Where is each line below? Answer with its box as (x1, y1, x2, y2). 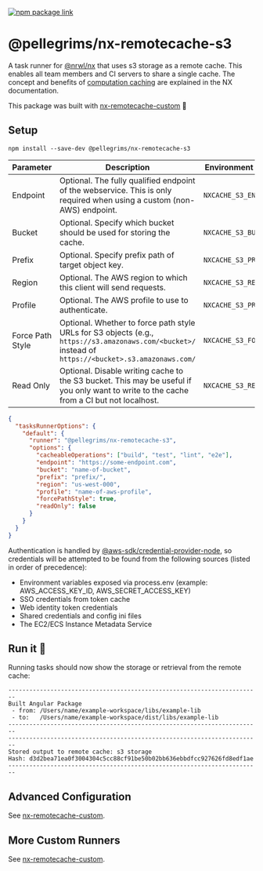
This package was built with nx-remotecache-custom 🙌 (8, 100, 187, 110)
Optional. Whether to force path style (59, 317, 196, 328)
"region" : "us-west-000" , (36, 480, 121, 488)
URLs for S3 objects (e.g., (59, 326, 154, 337)
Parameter (12, 162, 52, 173)
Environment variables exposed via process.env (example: (19, 578, 208, 587)
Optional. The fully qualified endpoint (59, 175, 196, 186)
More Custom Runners (8, 833, 121, 847)
